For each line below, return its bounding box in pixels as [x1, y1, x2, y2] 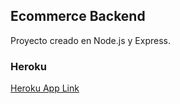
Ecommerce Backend [10, 8, 146, 25]
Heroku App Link [10, 82, 80, 94]
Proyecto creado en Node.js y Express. [10, 34, 171, 46]
